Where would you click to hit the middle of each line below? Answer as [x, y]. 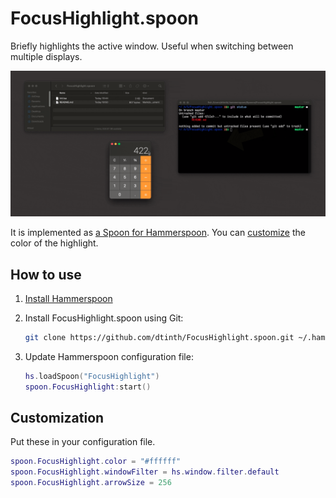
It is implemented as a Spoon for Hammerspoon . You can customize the [158, 233]
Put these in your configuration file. [83, 442]
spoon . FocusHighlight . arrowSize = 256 [91, 483]
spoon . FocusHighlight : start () [88, 387]
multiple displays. [46, 56]
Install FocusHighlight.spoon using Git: [104, 318]
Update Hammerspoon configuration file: [109, 356]
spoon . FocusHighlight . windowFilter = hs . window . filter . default [145, 472]
